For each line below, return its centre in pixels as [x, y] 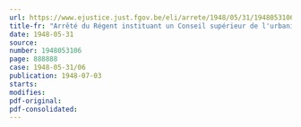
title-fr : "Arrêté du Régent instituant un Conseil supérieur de [133, 26]
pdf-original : [36, 101]
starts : [24, 84]
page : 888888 [34, 59]
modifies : [28, 92]
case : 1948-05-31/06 [48, 68]
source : [24, 42]
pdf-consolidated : [43, 109]
